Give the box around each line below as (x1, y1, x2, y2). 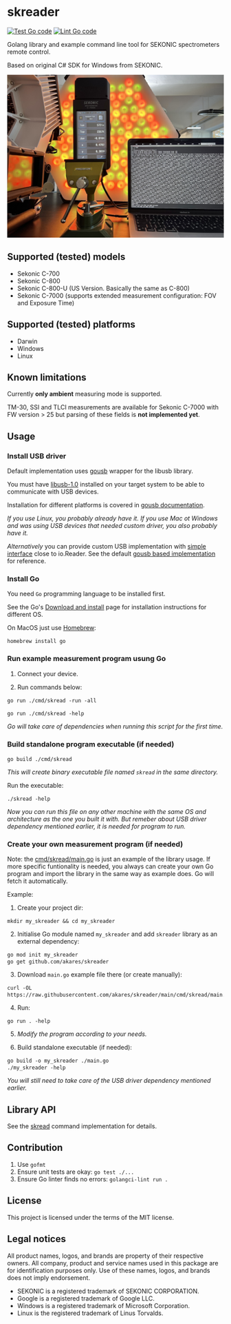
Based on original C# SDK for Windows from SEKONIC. (7, 61, 163, 69)
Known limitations (7, 371, 87, 383)
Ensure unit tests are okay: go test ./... (16, 1168, 135, 1176)
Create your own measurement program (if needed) (7, 839, 184, 848)
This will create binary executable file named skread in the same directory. (7, 768, 219, 776)
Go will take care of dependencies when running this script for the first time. (7, 722, 223, 731)
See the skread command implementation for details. (7, 1122, 157, 1130)
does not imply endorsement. (7, 1273, 91, 1282)
